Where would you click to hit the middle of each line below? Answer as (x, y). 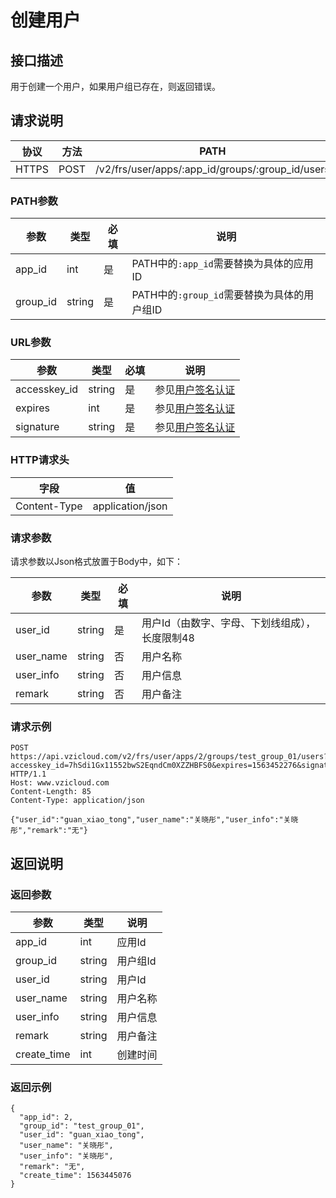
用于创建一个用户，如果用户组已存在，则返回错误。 (115, 86)
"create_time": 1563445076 (75, 1176)
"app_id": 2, (46, 1117)
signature (37, 427)
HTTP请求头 (40, 460)
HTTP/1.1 (28, 774)
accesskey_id (47, 389)
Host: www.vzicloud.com (60, 783)
